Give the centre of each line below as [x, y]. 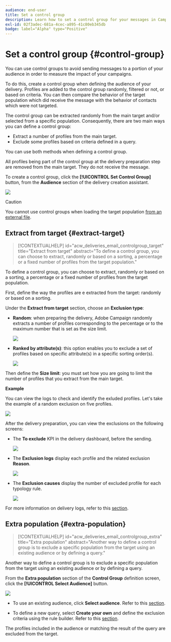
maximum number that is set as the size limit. [60, 328]
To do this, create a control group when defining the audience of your [78, 84]
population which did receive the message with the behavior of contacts [81, 100]
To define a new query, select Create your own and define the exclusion [89, 613]
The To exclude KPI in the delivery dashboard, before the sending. [82, 438]
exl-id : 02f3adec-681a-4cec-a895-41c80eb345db [55, 24]
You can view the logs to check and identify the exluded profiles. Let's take [84, 398]
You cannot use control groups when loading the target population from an [83, 212]
